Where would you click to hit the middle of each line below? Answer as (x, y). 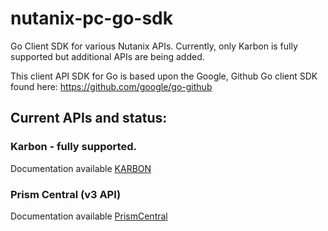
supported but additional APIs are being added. (107, 56)
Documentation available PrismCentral (89, 216)
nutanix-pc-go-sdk (91, 18)
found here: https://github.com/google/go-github (111, 86)
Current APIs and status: (89, 118)
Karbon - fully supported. (73, 147)
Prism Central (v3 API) (66, 194)
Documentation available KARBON (81, 168)
